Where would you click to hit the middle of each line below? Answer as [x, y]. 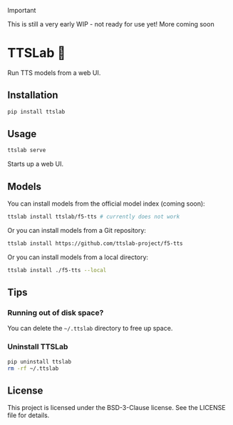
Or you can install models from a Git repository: [77, 230]
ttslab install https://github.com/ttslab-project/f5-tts [95, 244]
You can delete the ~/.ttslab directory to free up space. [90, 329]
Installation [33, 95]
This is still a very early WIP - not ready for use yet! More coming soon [111, 24]
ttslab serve [27, 150]
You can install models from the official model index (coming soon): [106, 204]
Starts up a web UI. [36, 164]
